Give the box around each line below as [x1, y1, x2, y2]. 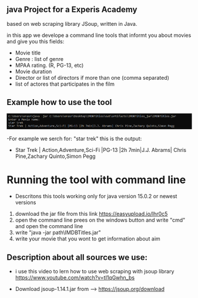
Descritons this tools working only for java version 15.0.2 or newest [15, 193, 177, 200]
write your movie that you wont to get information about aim [15, 235, 160, 242]
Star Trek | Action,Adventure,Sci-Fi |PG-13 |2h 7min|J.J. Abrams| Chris [15, 147, 187, 154]
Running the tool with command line [6, 173, 186, 187]
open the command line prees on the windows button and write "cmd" [15, 216, 186, 223]
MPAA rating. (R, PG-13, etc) [15, 62, 84, 69]
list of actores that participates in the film [15, 80, 115, 87]
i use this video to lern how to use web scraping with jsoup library [15, 268, 174, 275]
